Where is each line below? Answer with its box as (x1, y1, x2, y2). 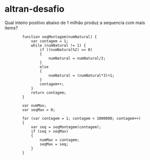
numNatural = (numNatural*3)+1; (48, 73, 115, 78)
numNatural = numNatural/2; (48, 55, 106, 61)
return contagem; (30, 90, 67, 95)
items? (4, 25, 18, 30)
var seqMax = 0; (22, 107, 55, 112)
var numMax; (22, 103, 47, 108)
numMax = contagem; (39, 137, 79, 142)
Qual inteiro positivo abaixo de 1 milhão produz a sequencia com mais (4, 20, 145, 26)
